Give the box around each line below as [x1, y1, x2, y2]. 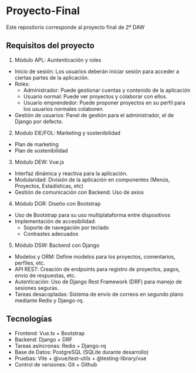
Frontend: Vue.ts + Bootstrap [14, 329, 85, 336]
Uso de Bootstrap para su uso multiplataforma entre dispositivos [14, 211, 171, 219]
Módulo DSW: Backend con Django [14, 242, 100, 249]
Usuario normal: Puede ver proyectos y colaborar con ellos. [23, 93, 168, 100]
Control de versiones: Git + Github [14, 361, 97, 368]
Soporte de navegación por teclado [23, 224, 109, 231]
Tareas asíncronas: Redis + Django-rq [14, 342, 107, 349]
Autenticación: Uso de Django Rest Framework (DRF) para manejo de [14, 278, 182, 285]
